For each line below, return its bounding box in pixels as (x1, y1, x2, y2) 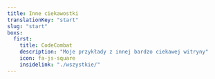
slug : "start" (7, 23, 48, 30)
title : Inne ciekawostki (7, 10, 79, 17)
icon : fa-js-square (19, 55, 76, 62)
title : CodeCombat (19, 42, 73, 49)
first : (13, 36, 32, 43)
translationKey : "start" (7, 16, 79, 23)
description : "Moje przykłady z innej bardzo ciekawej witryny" (19, 49, 209, 56)
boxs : (7, 29, 23, 36)
